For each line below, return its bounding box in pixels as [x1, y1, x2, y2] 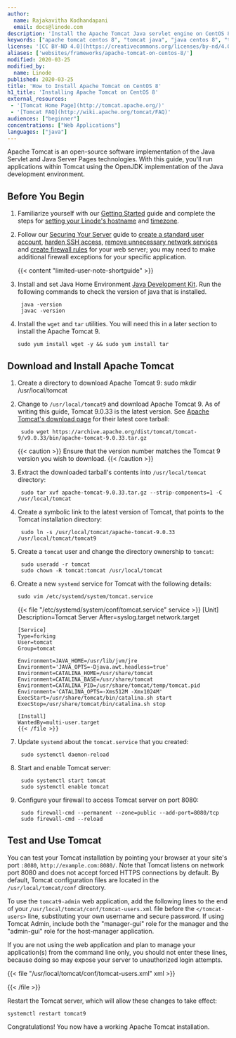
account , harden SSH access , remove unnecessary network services [17, 237, 218, 247]
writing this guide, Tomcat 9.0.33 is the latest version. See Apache [17, 407, 209, 416]
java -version [20, 301, 63, 309]
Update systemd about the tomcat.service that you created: [17, 738, 189, 746]
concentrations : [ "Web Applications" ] [7, 121, 121, 129]
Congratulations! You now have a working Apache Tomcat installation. [7, 1022, 210, 1031]
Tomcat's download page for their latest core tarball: [17, 415, 170, 423]
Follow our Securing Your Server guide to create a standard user [17, 230, 204, 239]
